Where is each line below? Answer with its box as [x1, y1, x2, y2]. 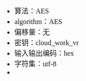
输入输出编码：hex [14, 49, 75, 57]
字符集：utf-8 [14, 60, 57, 68]
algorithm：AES [14, 18, 63, 25]
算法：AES [14, 7, 49, 15]
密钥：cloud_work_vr [14, 39, 79, 46]
